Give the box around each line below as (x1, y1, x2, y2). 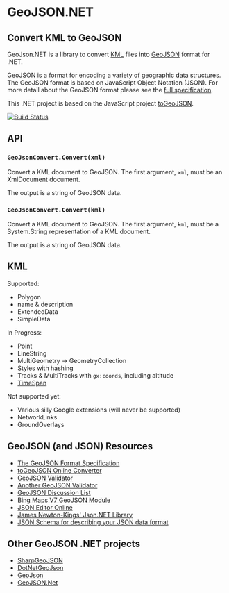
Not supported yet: (7, 392, 61, 400)
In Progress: (7, 328, 42, 337)
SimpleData (17, 315, 51, 323)
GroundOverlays (17, 420, 65, 428)
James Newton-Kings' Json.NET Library (17, 510, 133, 519)
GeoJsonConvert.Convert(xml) (7, 153, 106, 162)
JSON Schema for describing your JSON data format (17, 518, 169, 526)
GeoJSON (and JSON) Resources (7, 440, 153, 452)
